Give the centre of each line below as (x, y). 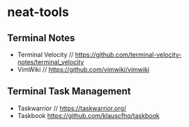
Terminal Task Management (69, 91)
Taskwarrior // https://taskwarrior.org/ (72, 108)
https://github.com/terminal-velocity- (128, 54)
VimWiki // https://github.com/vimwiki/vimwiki (83, 69)
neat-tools (38, 12)
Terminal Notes (41, 38)
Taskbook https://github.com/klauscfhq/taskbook (88, 115)
